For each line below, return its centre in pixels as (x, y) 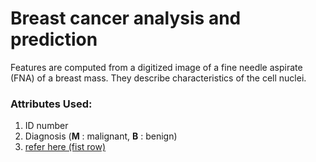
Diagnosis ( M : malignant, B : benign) (101, 136)
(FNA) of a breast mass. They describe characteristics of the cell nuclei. (158, 78)
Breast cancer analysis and (126, 18)
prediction (54, 39)
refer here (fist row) (65, 147)
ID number (46, 126)
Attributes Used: (51, 104)
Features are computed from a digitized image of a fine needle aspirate (156, 67)
